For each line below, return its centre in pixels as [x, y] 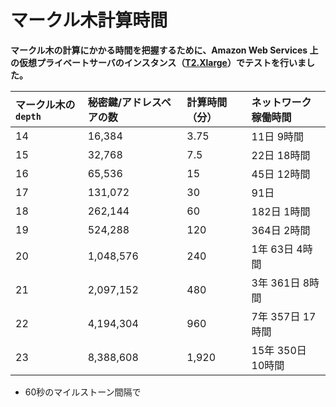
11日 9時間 [278, 136]
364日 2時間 [281, 230]
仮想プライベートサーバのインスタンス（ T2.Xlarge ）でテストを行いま [162, 62]
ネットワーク [281, 102]
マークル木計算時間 [89, 20]
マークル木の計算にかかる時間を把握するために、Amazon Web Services [159, 50]
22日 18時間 [281, 155]
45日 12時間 [281, 174]
